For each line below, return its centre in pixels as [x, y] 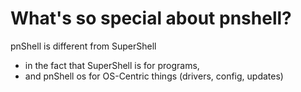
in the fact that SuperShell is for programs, [112, 65]
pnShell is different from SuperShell [83, 46]
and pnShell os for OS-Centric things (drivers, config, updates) [154, 76]
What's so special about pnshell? [151, 18]
